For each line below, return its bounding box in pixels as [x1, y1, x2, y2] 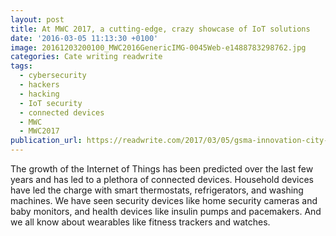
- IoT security [19, 98, 83, 108]
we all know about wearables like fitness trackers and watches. [10, 216, 271, 228]
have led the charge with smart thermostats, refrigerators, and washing [10, 184, 304, 196]
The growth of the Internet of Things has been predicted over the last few [10, 163, 314, 175]
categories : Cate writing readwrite [10, 52, 163, 62]
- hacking [19, 89, 60, 99]
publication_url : [10, 136, 83, 146]
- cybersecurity [19, 71, 87, 81]
